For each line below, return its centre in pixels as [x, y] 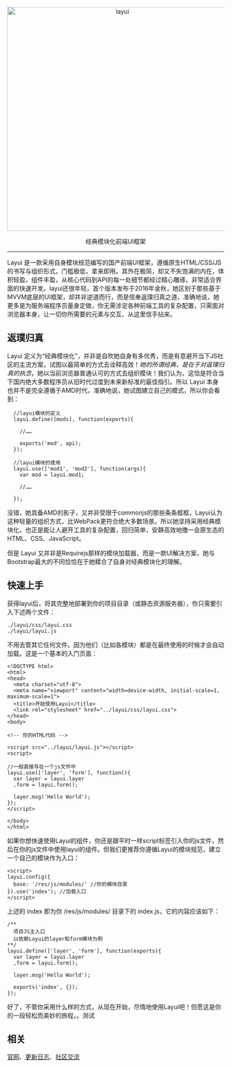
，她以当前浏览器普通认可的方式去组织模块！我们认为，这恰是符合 [125, 373]
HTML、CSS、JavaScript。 [46, 538]
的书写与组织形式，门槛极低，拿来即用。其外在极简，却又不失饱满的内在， [113, 271]
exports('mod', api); [50, 443]
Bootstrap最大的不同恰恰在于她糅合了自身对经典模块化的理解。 [96, 561]
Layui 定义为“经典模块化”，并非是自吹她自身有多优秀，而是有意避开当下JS [113, 355]
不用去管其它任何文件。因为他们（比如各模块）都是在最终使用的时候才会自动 [116, 645]
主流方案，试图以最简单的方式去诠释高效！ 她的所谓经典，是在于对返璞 [118, 364]
